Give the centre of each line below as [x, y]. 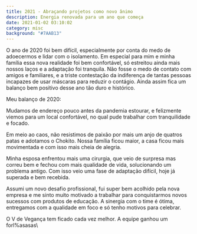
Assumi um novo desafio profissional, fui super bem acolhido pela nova [93, 189]
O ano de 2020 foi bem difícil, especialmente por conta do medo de [88, 50]
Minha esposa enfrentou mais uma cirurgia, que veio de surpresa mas [91, 159]
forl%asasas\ [22, 225]
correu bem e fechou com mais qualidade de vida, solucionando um [89, 165]
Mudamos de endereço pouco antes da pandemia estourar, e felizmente [94, 111]
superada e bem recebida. [38, 177]
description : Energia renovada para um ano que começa [75, 17]
